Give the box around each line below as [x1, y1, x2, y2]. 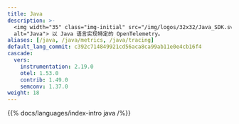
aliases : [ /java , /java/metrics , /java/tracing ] [7, 37, 154, 44]
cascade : [7, 50, 33, 57]
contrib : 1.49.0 [20, 76, 69, 84]
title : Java [7, 10, 43, 18]
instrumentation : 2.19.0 [20, 63, 94, 70]
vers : [14, 57, 31, 64]
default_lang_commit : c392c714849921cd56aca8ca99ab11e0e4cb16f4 [7, 43, 202, 50]
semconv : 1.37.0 [20, 83, 69, 90]
